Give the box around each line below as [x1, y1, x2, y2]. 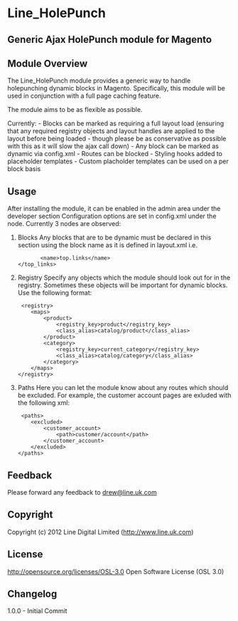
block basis [7, 165, 41, 173]
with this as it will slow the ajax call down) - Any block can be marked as [7, 142, 219, 150]
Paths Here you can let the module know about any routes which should [17, 384, 229, 392]
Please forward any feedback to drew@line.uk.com [7, 488, 158, 497]
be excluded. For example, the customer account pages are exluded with [17, 391, 232, 400]
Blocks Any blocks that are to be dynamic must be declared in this [17, 233, 212, 242]
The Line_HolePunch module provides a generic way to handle [7, 76, 191, 85]
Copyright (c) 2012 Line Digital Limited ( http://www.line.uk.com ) [7, 528, 194, 536]
